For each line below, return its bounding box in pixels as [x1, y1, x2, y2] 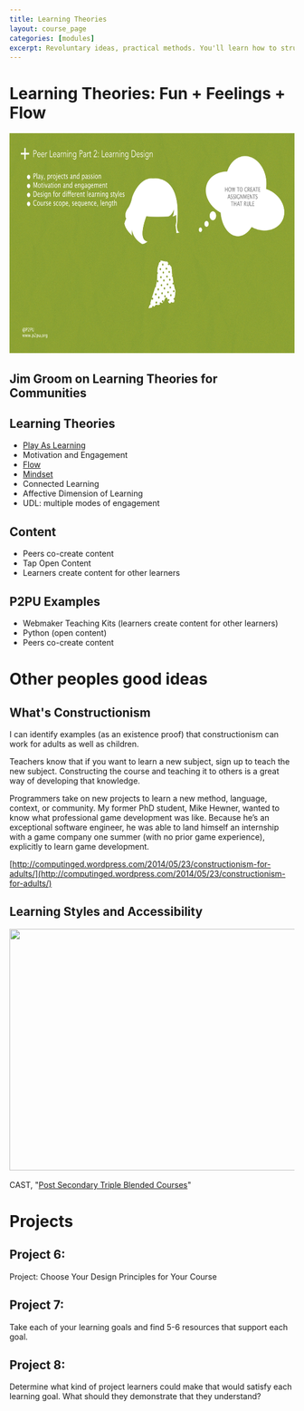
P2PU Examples [9, 594, 101, 609]
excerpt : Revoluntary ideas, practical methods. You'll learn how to [9, 44, 278, 53]
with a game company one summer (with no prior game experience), [9, 832, 265, 842]
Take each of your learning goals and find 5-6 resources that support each [9, 1321, 288, 1332]
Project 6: [9, 1247, 66, 1262]
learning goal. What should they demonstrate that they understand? [9, 1391, 261, 1402]
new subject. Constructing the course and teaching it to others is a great [9, 766, 280, 777]
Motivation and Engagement [22, 450, 128, 461]
